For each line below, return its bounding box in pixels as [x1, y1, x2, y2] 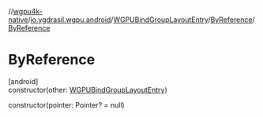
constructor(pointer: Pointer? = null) [8, 100, 125, 109]
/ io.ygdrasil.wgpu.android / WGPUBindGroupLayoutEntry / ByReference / [27, 15, 255, 24]
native [8, 15, 28, 24]
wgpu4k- [13, 7, 43, 16]
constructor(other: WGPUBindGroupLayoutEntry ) [8, 85, 167, 94]
